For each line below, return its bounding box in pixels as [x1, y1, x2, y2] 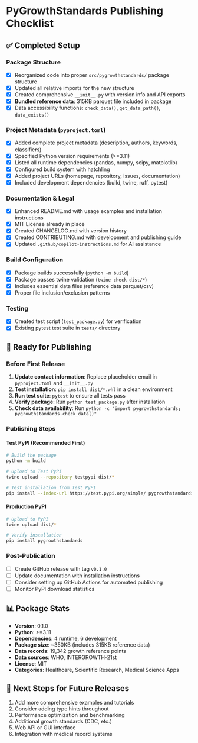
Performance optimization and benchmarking [14, 712, 125, 719]
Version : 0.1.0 [14, 622, 48, 629]
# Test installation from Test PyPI [6, 484, 96, 490]
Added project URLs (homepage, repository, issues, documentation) [14, 172, 181, 179]
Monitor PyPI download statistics [14, 585, 95, 592]
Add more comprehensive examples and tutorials [14, 699, 134, 706]
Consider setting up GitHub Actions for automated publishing [14, 579, 163, 586]
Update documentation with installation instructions [14, 572, 140, 579]
